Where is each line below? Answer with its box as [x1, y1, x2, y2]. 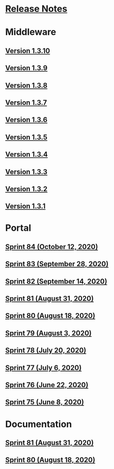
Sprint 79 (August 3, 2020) [5, 329, 92, 337]
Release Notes [5, 3, 67, 15]
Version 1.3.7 [5, 98, 47, 107]
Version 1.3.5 [5, 133, 48, 141]
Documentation [5, 418, 72, 430]
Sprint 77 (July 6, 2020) [5, 363, 82, 372]
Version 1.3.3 [5, 167, 48, 176]
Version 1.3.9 [5, 64, 48, 73]
